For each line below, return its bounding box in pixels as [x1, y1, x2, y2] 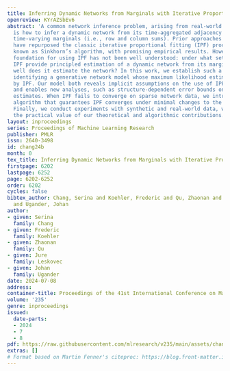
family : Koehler [13, 233, 60, 240]
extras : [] [7, 347, 38, 355]
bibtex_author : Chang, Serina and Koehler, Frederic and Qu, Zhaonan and [7, 194, 222, 202]
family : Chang [13, 220, 53, 227]
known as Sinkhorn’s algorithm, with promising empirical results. [13, 49, 210, 55]
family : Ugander [13, 271, 60, 278]
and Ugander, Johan [13, 201, 69, 208]
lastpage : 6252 [7, 169, 51, 176]
